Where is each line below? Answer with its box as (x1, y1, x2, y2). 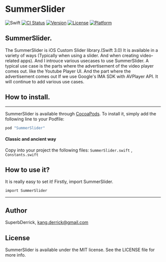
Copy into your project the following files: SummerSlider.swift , (5, 147, 132, 153)
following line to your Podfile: (5, 116, 65, 122)
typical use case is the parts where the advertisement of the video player (5, 63, 154, 69)
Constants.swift (5, 152, 39, 157)
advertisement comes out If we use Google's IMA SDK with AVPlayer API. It (5, 73, 158, 79)
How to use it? (5, 166, 50, 174)
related (5, 58, 20, 64)
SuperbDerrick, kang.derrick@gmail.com (5, 220, 89, 225)
